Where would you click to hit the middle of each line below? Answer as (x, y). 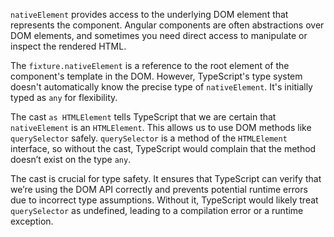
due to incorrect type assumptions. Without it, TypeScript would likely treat (164, 200)
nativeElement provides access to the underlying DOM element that (149, 14)
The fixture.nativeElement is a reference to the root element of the (150, 65)
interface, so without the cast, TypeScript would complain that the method (163, 148)
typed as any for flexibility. (64, 97)
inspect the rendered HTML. (68, 46)
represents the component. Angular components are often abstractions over (167, 25)
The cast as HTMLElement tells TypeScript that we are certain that (143, 117)
